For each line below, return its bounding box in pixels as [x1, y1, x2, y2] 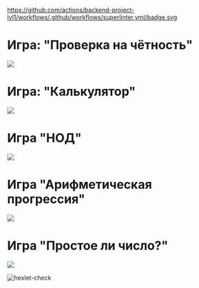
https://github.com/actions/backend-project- [7, 6, 135, 14]
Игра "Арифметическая [7, 177, 153, 192]
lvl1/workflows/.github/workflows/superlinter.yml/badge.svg [7, 13, 178, 21]
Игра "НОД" [7, 130, 82, 146]
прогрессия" [7, 192, 85, 207]
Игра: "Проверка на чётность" [7, 37, 193, 53]
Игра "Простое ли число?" [7, 238, 169, 254]
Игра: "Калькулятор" [7, 84, 136, 99]
